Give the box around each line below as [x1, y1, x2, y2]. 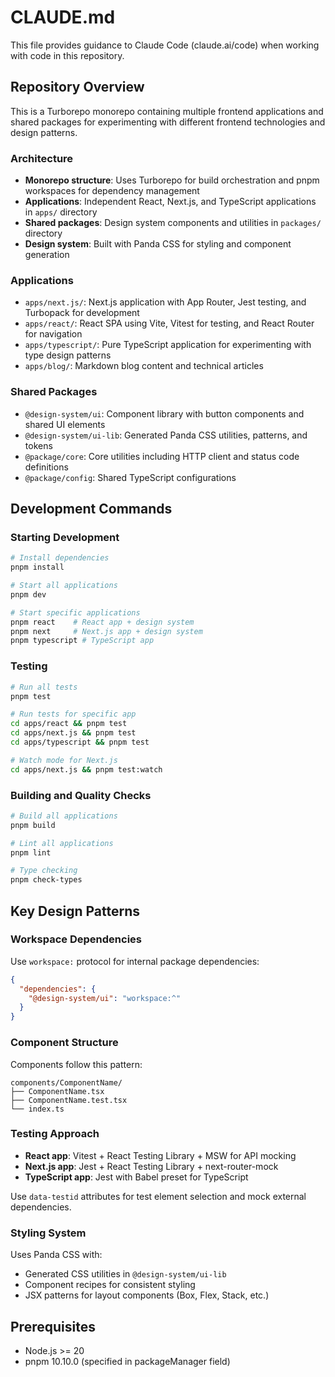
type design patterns [24, 349, 112, 361]
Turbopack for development [24, 307, 140, 319]
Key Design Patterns [10, 902, 140, 920]
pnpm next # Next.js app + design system [10, 626, 203, 636]
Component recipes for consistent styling [24, 1279, 196, 1291]
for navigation [24, 328, 83, 340]
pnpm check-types [10, 875, 83, 885]
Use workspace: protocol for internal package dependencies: [10, 955, 260, 967]
